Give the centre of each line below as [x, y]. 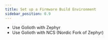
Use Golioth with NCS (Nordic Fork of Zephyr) [58, 32]
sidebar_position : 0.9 [28, 14]
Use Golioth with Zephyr [36, 27]
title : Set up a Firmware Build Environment [51, 9]
